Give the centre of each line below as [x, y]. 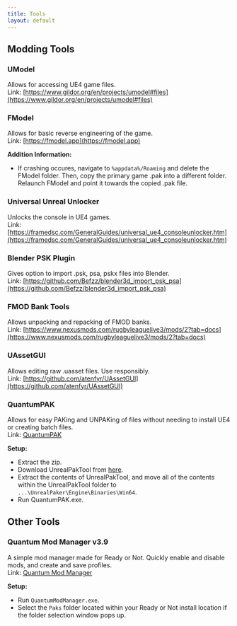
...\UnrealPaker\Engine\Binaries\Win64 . [77, 492]
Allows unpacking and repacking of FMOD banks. [80, 322]
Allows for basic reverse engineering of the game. [80, 133]
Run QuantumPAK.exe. [50, 499]
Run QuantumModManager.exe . [58, 600]
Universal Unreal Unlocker [53, 202]
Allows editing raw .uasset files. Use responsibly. [79, 371]
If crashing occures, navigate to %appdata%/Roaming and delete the [113, 168]
